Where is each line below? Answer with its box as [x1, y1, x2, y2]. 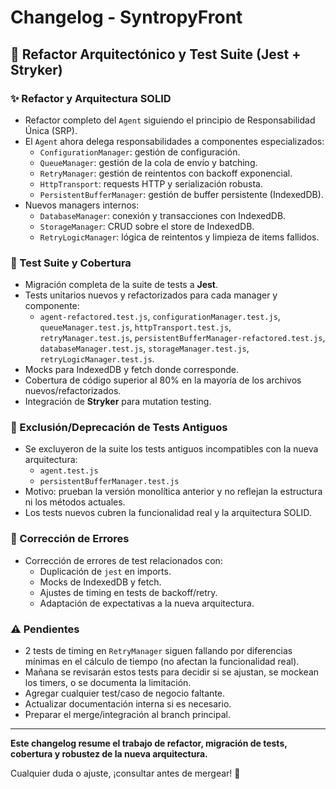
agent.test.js [39, 466, 99, 476]
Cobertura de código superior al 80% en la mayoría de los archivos [24, 374, 302, 386]
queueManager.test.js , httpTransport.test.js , [39, 321, 232, 333]
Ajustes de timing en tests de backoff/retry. [39, 586, 218, 598]
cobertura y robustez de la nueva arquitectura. [10, 748, 208, 760]
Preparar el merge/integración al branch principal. [24, 709, 231, 721]
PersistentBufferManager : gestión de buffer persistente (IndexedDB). [39, 188, 324, 200]
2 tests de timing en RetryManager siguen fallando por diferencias [24, 645, 293, 657]
